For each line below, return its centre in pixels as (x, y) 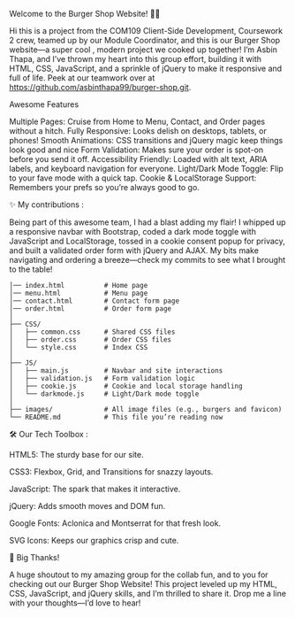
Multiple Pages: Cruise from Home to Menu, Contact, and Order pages (137, 121)
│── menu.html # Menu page (79, 293)
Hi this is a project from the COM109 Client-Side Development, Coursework (146, 31)
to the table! (31, 269)
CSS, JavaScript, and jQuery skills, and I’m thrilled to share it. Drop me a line (148, 594)
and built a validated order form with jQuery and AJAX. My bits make (134, 251)
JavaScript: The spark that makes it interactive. (95, 489)
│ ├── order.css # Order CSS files (91, 340)
